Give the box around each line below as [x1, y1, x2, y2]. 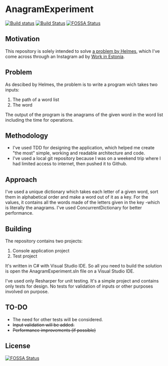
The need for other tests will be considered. [12, 316, 103, 322]
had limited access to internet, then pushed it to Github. [12, 161, 127, 167]
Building [5, 225, 32, 233]
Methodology [5, 131, 49, 140]
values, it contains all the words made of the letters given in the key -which [5, 200, 160, 206]
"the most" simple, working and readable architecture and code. [12, 150, 145, 156]
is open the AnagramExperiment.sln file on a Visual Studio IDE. [5, 268, 134, 274]
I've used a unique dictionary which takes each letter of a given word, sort [5, 189, 158, 195]
